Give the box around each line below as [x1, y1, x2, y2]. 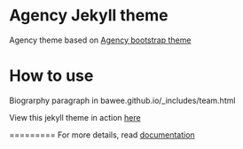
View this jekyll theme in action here [9, 112, 141, 122]
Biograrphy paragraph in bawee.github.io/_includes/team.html [9, 95, 236, 106]
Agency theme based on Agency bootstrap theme [9, 35, 192, 45]
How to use [9, 66, 94, 86]
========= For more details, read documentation [9, 129, 195, 140]
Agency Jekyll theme [9, 5, 169, 26]
